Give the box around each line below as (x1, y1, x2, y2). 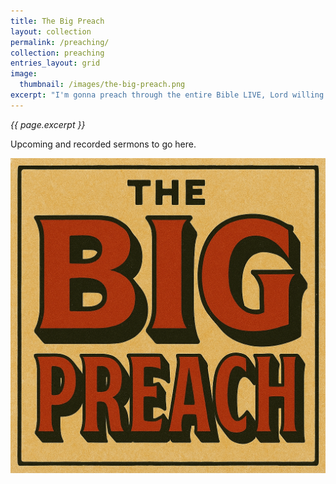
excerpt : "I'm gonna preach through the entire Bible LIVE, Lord (10, 90, 288, 100)
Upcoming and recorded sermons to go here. (10, 138, 197, 150)
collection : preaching (10, 48, 105, 58)
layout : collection (10, 26, 92, 37)
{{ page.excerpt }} (10, 118, 86, 130)
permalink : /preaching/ (10, 37, 110, 47)
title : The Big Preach (10, 16, 105, 26)
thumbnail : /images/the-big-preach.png (19, 80, 186, 90)
